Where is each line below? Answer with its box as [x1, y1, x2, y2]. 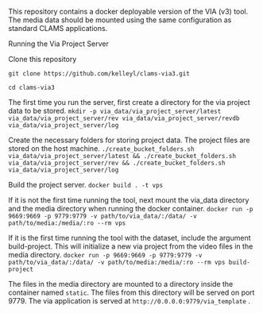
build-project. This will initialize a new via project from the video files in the [8, 242, 253, 251]
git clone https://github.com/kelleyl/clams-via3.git [8, 70, 191, 78]
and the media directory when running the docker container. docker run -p [8, 204, 253, 213]
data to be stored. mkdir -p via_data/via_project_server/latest [8, 106, 222, 115]
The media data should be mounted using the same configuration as [8, 15, 232, 25]
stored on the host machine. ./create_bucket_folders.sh [8, 144, 195, 153]
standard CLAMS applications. [8, 24, 108, 33]
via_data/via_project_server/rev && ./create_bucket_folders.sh [8, 159, 226, 167]
